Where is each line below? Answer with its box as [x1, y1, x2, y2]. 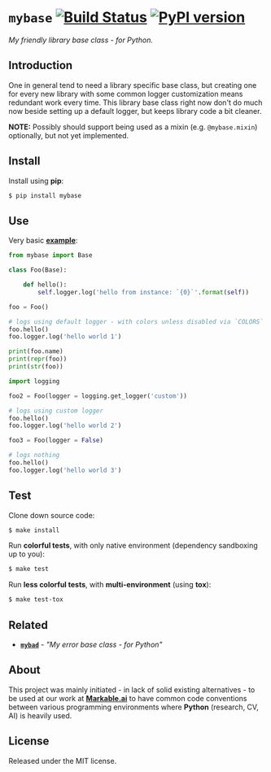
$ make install [8, 526, 60, 534]
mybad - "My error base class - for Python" [20, 639, 163, 649]
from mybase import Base [8, 251, 93, 260]
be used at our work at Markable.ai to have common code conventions [8, 693, 247, 703]
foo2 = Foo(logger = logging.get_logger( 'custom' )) [8, 391, 187, 400]
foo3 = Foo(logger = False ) [8, 436, 104, 445]
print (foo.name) [8, 347, 63, 355]
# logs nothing [8, 451, 60, 460]
